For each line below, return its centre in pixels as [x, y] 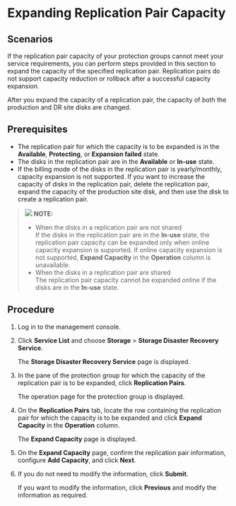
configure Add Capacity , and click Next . [77, 460]
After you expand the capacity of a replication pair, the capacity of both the [117, 100]
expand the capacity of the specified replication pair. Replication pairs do [114, 71]
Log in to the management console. [69, 326]
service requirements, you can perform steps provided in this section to [112, 64]
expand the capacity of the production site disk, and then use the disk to [123, 192]
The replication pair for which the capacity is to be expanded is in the [118, 146]
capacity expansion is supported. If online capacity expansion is [129, 249]
